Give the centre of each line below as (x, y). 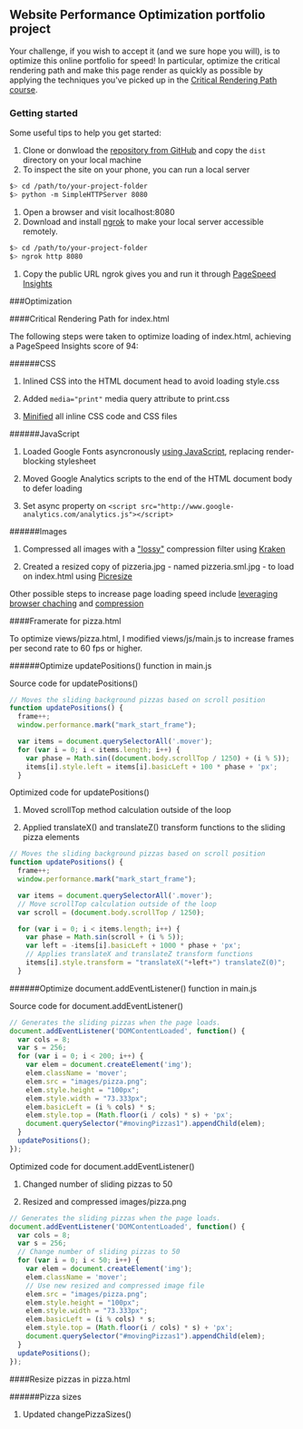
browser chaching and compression (77, 603)
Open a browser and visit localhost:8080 (98, 211)
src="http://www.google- (187, 506)
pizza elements (51, 837)
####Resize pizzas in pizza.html (70, 1379)
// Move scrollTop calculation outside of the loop (117, 904)
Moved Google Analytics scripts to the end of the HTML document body (157, 478)
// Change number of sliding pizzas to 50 (99, 1252)
